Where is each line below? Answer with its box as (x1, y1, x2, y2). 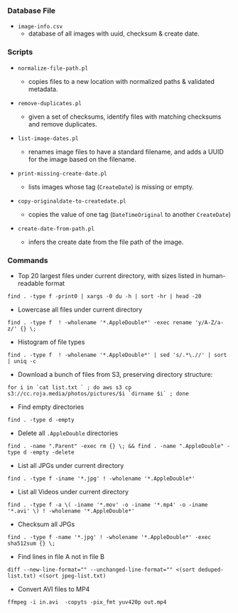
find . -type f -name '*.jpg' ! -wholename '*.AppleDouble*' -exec (7, 533, 212, 540)
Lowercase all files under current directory (17, 305, 143, 314)
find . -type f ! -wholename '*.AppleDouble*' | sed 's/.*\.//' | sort (7, 351, 227, 358)
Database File (7, 6, 55, 16)
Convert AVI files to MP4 (17, 585, 90, 593)
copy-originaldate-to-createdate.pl (17, 198, 126, 205)
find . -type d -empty (7, 416, 75, 423)
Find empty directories (17, 403, 85, 411)
